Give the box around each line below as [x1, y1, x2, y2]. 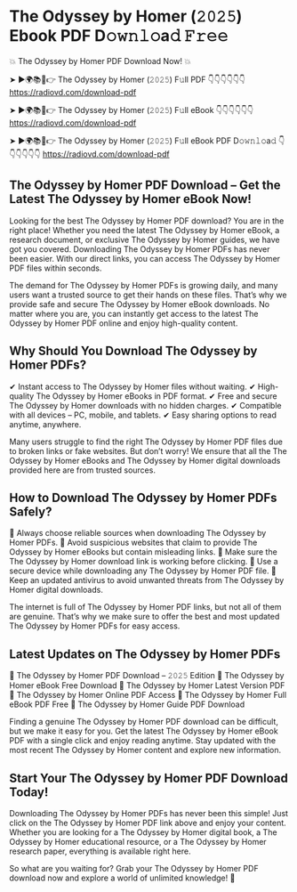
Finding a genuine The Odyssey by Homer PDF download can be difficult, [9, 717, 278, 727]
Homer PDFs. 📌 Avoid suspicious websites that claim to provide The [9, 537, 258, 548]
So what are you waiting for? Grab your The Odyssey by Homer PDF [9, 864, 260, 873]
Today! [9, 784, 49, 799]
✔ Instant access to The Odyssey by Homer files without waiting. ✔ [9, 381, 256, 392]
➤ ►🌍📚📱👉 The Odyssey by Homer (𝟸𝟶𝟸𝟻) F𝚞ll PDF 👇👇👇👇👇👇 [9, 74, 246, 85]
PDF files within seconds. [9, 263, 102, 273]
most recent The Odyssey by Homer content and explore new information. [9, 745, 282, 756]
